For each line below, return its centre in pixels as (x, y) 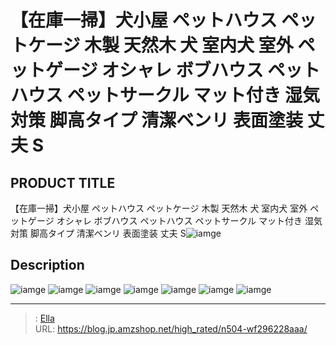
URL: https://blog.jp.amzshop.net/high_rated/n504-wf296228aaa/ (171, 328)
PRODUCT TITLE (63, 182)
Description (47, 265)
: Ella (44, 318)
